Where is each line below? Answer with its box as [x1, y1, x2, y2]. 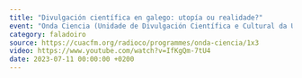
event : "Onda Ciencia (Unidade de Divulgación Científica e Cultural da [9, 22, 288, 30]
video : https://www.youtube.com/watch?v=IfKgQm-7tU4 [9, 47, 211, 56]
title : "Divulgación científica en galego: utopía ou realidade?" [9, 13, 263, 22]
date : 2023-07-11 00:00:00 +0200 [9, 55, 135, 64]
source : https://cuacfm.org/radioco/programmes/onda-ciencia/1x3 [9, 38, 259, 48]
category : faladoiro [9, 30, 87, 39]
